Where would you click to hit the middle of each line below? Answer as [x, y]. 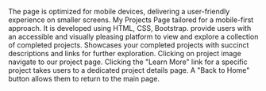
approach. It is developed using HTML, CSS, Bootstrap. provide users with [130, 28]
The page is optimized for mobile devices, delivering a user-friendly [119, 11]
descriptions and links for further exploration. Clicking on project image [125, 53]
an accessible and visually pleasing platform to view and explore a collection [133, 36]
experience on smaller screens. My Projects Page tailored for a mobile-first [131, 20]
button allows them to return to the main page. [84, 79]
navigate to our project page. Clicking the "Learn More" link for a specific [128, 62]
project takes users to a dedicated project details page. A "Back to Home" [129, 70]
